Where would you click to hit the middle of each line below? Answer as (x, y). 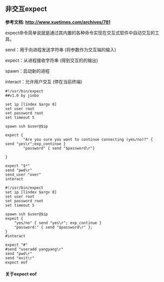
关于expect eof (21, 274)
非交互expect (26, 9)
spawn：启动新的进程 (27, 71)
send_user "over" (23, 175)
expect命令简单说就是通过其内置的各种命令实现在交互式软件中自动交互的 (80, 33)
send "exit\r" (20, 258)
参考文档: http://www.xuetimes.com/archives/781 (58, 22)
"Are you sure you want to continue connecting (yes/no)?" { (88, 139)
